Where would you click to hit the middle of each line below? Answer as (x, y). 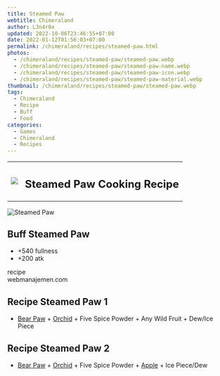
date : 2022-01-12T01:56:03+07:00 (56, 40)
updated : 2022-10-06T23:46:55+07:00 (61, 33)
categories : (25, 125)
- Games (25, 131)
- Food (23, 118)
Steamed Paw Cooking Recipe (102, 184)
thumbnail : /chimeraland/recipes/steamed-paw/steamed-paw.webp (102, 86)
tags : (15, 92)
